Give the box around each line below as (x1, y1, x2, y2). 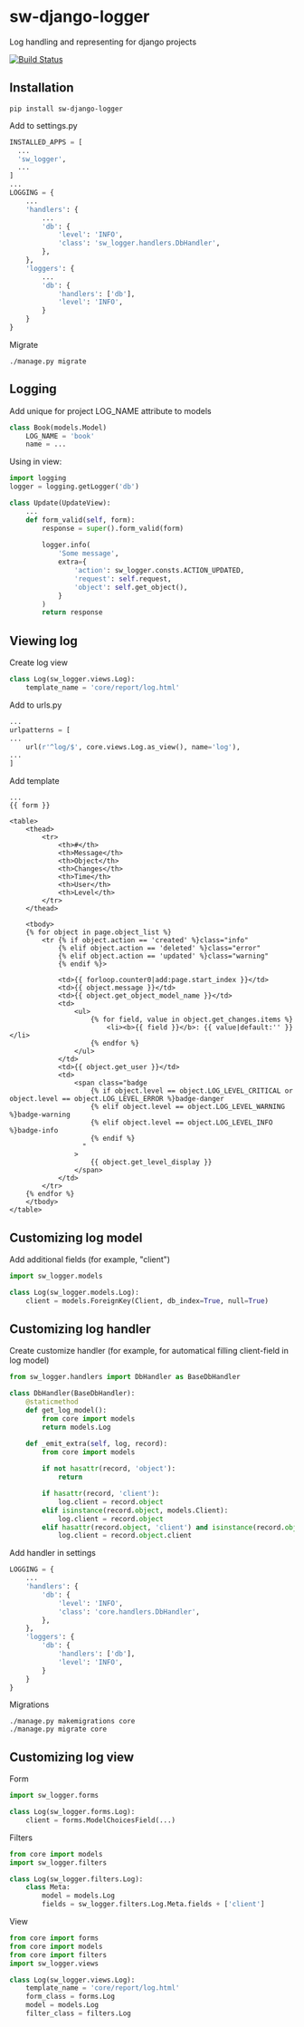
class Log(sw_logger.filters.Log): (9, 1874, 144, 1884)
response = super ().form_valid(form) (42, 524, 184, 533)
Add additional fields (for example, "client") (9, 1253, 170, 1265)
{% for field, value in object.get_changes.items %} (90, 1015, 294, 1025)
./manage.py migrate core (9, 1724, 107, 1734)
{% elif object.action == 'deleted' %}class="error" (57, 944, 261, 953)
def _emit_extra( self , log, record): (25, 1439, 168, 1448)
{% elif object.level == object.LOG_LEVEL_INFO (90, 1118, 273, 1127)
